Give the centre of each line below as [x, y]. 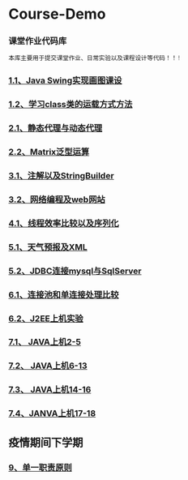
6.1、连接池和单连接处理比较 [64, 294]
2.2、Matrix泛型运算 [49, 152]
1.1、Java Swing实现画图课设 [65, 80]
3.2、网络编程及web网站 [57, 199]
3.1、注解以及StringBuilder [62, 175]
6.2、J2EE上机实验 [46, 319]
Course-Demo [57, 14]
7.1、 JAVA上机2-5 [45, 342]
